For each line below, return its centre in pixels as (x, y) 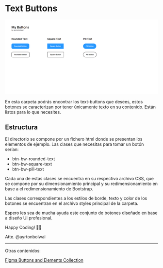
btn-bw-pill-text (28, 169)
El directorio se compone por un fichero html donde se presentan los (74, 139)
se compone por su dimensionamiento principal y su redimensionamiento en (81, 184)
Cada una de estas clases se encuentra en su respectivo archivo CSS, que (80, 178)
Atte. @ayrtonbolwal (25, 236)
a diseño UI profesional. (29, 218)
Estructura (21, 127)
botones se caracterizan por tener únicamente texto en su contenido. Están (81, 107)
